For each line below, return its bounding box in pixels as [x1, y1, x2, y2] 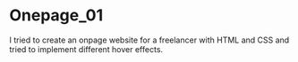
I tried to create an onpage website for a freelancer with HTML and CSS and [9, 35, 290, 45]
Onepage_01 [9, 5, 104, 26]
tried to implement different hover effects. [9, 43, 164, 54]
